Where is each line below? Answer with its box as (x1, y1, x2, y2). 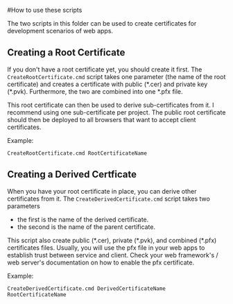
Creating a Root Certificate (7, 47, 126, 58)
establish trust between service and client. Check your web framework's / (7, 251, 218, 259)
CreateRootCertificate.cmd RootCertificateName (7, 149, 148, 157)
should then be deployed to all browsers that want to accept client (7, 115, 196, 124)
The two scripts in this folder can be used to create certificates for (7, 19, 197, 27)
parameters (7, 201, 40, 210)
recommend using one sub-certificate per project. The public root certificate (7, 108, 226, 117)
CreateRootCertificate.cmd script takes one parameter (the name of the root (7, 72, 226, 81)
